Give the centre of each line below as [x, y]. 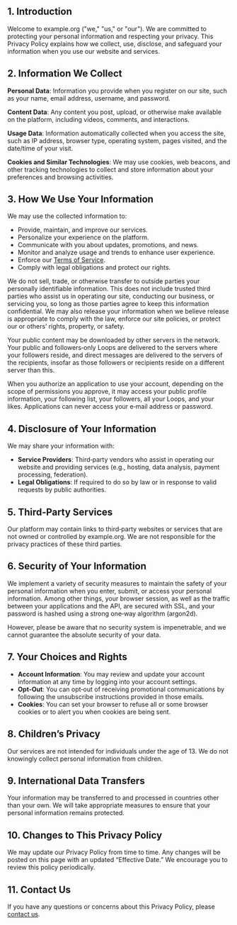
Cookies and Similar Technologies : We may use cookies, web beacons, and [119, 161]
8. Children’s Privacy [54, 734]
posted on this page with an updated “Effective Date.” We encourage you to [117, 860]
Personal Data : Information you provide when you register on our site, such [117, 91]
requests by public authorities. [62, 490]
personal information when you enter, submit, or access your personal [110, 591]
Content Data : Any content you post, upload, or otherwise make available [114, 112]
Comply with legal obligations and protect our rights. [94, 268]
